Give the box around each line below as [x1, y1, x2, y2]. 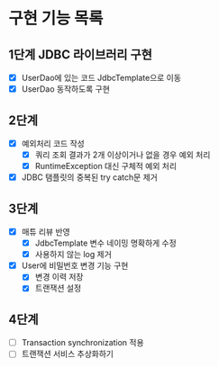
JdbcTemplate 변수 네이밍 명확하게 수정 [34, 237, 177, 248]
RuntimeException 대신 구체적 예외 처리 [34, 161, 178, 172]
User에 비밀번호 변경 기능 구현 [21, 260, 129, 271]
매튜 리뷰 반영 [21, 227, 70, 237]
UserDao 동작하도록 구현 [21, 84, 110, 94]
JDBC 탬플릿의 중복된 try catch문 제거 [21, 172, 159, 183]
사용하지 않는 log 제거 [34, 249, 112, 260]
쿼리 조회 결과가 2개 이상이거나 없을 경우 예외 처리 [34, 149, 211, 160]
